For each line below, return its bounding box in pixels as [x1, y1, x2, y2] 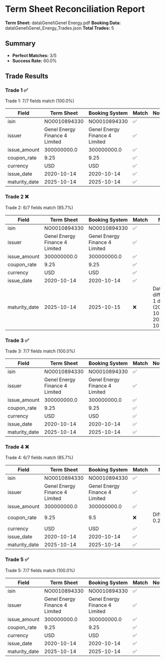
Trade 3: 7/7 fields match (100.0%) [5, 348, 75, 354]
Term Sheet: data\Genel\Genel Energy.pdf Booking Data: [5, 20, 121, 26]
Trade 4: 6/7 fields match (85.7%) [5, 455, 74, 461]
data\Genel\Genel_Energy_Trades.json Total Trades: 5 [5, 25, 114, 31]
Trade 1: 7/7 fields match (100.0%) [5, 98, 75, 104]
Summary [5, 39, 36, 48]
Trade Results [5, 72, 49, 80]
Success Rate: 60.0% [12, 58, 57, 64]
